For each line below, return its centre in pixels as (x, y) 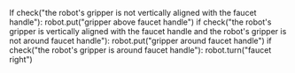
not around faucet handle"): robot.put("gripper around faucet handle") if (140, 40)
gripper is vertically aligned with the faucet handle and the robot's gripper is (148, 31)
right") (21, 59)
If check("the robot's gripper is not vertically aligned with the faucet (133, 13)
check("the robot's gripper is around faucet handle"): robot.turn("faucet (140, 50)
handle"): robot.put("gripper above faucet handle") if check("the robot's (140, 22)
